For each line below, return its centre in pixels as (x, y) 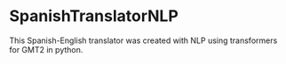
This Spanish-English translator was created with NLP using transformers (143, 40)
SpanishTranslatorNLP (94, 16)
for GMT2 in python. (46, 49)
